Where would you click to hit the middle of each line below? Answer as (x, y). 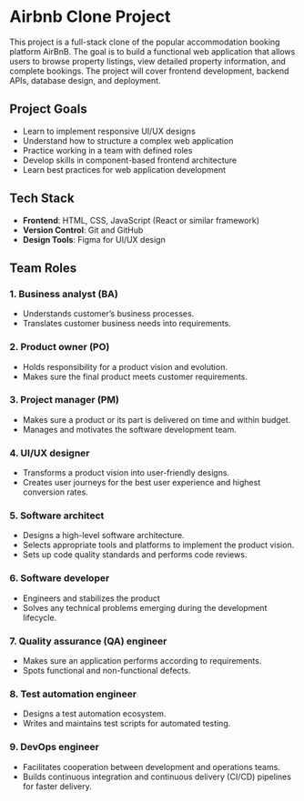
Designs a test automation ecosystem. (94, 714)
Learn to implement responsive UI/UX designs (109, 131)
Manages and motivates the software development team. (129, 429)
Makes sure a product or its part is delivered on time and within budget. (157, 419)
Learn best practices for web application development (124, 169)
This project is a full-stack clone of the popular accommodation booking (145, 42)
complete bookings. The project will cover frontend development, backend (149, 71)
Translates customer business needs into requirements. (127, 324)
